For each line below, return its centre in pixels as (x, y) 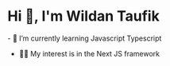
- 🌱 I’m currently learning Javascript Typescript (85, 38)
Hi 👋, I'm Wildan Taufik (83, 16)
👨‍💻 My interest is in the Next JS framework (89, 53)
